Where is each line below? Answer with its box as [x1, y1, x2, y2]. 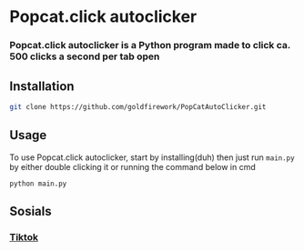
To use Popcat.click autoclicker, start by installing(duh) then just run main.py [9, 152, 295, 163]
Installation [9, 78, 75, 94]
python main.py [9, 179, 67, 188]
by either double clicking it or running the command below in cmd [9, 161, 257, 172]
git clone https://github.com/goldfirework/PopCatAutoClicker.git [9, 102, 267, 111]
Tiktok [9, 230, 39, 243]
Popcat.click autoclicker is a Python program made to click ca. [9, 39, 291, 52]
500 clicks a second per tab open [9, 50, 160, 63]
